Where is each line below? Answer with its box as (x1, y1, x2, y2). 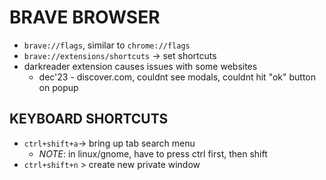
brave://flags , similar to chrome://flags (23, 39, 191, 51)
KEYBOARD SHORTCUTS (9, 111, 169, 128)
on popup (38, 81, 79, 93)
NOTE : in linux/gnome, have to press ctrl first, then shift (38, 147, 268, 160)
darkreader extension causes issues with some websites (23, 60, 258, 72)
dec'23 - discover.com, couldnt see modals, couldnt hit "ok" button (38, 71, 317, 83)
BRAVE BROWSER (9, 6, 161, 29)
